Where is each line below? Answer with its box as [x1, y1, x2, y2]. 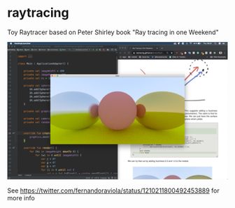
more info [7, 193, 35, 202]
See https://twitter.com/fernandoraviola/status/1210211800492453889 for [7, 186, 220, 195]
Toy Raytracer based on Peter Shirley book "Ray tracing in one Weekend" [7, 28, 219, 36]
